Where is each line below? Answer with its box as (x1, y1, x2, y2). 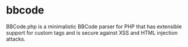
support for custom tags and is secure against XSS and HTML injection (6, 29, 178, 36)
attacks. (6, 35, 26, 42)
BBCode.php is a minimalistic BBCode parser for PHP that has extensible (6, 23, 182, 30)
